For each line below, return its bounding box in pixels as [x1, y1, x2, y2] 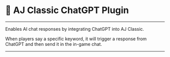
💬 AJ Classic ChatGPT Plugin [5, 5, 129, 16]
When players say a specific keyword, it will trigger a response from [5, 35, 147, 42]
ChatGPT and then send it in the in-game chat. [5, 41, 102, 47]
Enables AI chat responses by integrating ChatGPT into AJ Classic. [5, 26, 144, 32]
